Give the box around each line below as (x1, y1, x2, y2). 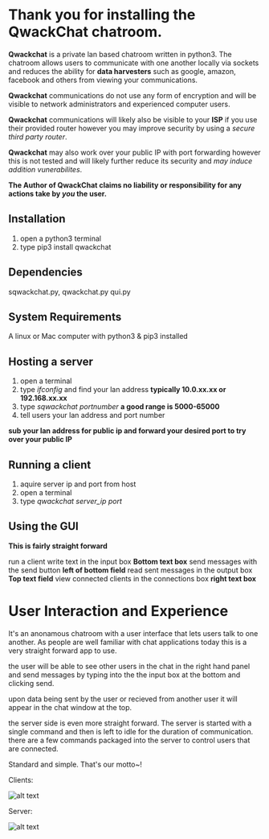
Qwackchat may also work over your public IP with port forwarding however (8, 147, 261, 157)
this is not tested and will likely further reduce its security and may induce (8, 155, 253, 166)
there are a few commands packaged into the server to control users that (8, 735, 251, 745)
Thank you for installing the (8, 6, 196, 24)
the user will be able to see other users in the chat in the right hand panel (8, 661, 251, 671)
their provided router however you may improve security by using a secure (8, 123, 255, 133)
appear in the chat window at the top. (8, 702, 132, 712)
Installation (8, 212, 66, 226)
